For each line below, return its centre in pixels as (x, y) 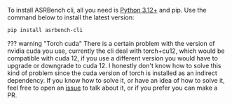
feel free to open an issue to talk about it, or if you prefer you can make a (112, 88)
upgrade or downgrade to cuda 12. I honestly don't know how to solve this (114, 65)
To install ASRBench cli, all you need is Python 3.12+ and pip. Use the (107, 10)
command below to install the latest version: (71, 17)
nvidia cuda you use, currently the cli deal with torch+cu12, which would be (116, 51)
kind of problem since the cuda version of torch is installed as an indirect (112, 73)
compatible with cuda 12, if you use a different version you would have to (113, 58)
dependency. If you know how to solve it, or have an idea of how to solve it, (116, 80)
